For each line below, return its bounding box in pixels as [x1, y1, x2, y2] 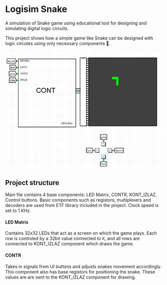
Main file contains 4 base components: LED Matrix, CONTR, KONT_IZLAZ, [5, 191, 157, 198]
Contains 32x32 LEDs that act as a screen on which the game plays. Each [5, 230, 157, 236]
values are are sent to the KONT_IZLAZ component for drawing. [5, 274, 136, 280]
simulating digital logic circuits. [5, 25, 69, 31]
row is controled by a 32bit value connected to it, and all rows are [5, 235, 140, 241]
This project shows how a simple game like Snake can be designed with [5, 35, 153, 41]
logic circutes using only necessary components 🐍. [5, 40, 110, 46]
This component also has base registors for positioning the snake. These [5, 268, 155, 274]
